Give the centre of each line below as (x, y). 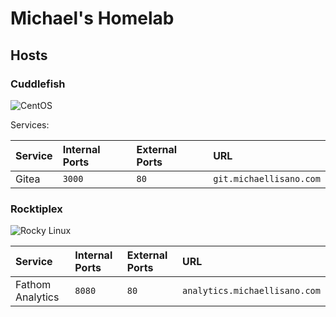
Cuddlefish (38, 84)
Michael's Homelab (92, 18)
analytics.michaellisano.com (251, 291)
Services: (30, 124)
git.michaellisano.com (267, 178)
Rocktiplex (36, 209)
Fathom (33, 285)
